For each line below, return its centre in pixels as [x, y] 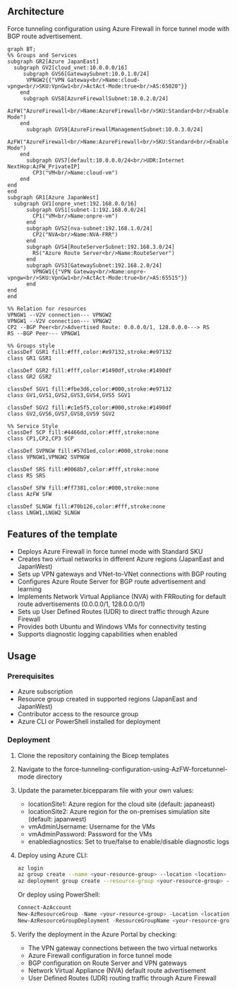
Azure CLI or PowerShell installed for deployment [89, 722]
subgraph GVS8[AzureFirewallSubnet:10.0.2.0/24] [96, 98]
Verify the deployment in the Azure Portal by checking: [97, 934]
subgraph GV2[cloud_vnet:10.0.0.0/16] [71, 67]
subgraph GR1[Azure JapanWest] [53, 197]
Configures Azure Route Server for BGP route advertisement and [111, 581]
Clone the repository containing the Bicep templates [93, 755]
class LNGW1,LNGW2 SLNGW [44, 513]
